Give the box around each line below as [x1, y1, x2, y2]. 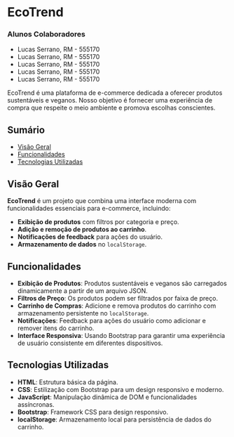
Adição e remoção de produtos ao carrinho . [17, 226, 147, 234]
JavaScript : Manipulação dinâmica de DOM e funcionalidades [17, 393, 198, 401]
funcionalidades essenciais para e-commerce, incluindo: [7, 204, 171, 213]
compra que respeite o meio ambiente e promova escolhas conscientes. [7, 103, 216, 112]
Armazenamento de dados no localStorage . [17, 240, 147, 249]
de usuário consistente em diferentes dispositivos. [17, 339, 163, 347]
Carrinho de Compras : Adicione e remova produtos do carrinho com [17, 301, 216, 310]
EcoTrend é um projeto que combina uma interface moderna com [7, 197, 197, 205]
